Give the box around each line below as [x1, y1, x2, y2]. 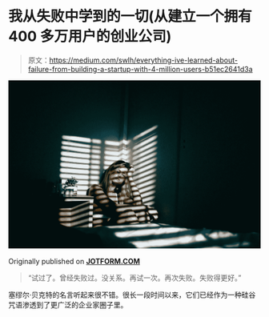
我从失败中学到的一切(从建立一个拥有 [8, 7, 252, 26]
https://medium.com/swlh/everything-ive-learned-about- [49, 55, 239, 65]
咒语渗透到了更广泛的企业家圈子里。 [8, 300, 128, 310]
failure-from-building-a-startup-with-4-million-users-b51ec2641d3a [27, 64, 254, 74]
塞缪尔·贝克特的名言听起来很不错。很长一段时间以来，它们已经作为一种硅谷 [8, 290, 256, 300]
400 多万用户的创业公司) [8, 27, 172, 46]
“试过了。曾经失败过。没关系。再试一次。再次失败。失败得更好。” [27, 273, 242, 283]
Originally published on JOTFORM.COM [8, 257, 140, 267]
